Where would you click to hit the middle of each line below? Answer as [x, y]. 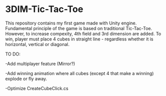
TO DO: [13, 54]
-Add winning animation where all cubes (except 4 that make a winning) [80, 73]
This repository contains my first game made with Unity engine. [71, 23]
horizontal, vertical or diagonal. [37, 44]
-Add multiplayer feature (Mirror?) [40, 63]
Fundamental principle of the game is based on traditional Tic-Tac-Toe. [79, 28]
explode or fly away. [26, 78]
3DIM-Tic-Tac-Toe [44, 9]
